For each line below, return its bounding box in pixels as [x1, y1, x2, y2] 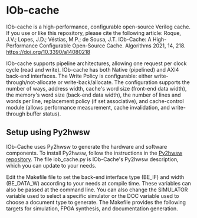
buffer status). [26, 110, 61, 117]
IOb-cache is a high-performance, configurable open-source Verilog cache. [6, 23, 191, 30]
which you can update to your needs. [6, 162, 97, 169]
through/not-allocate [6, 78, 57, 86]
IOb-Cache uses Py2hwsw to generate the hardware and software [6, 143, 168, 150]
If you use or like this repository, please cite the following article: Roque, [6, 29, 182, 36]
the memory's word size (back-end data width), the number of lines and [6, 91, 181, 98]
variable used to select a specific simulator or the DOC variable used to [6, 192, 179, 199]
